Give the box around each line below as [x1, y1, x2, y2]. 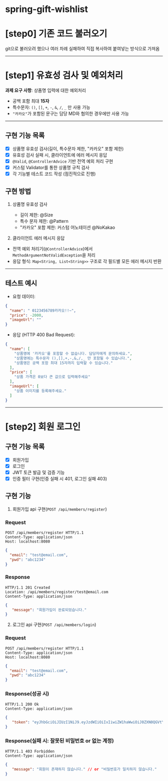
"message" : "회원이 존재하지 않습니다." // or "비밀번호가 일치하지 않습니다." [11, 767, 157, 772]
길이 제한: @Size [19, 212, 53, 218]
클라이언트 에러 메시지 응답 [12, 235, 65, 241]
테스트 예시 [5, 279, 37, 288]
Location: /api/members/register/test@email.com [5, 589, 108, 594]
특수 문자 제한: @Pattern [19, 218, 68, 224]
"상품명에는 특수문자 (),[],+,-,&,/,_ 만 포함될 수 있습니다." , [14, 355, 132, 361]
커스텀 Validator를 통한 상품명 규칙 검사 [12, 165, 90, 171]
